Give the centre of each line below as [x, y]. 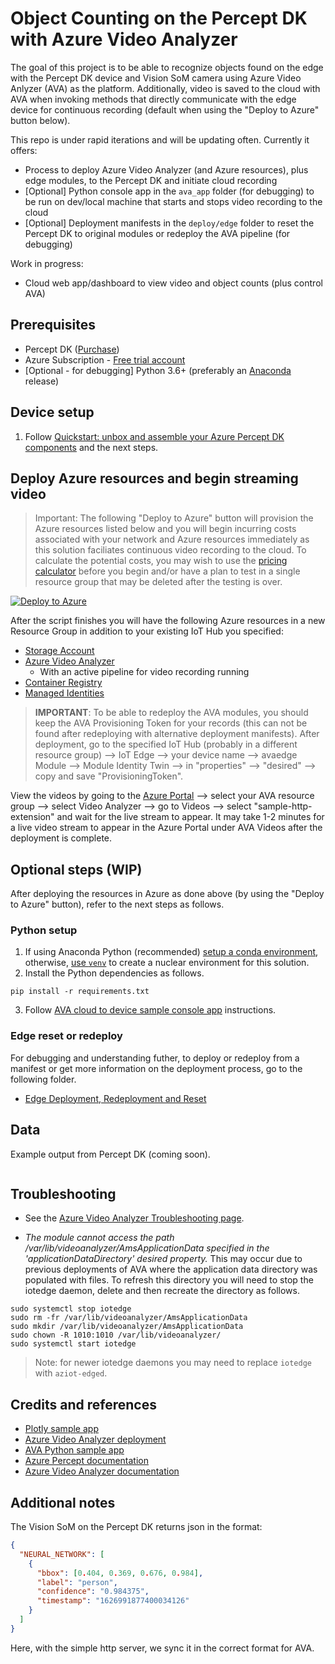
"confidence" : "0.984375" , [93, 1592]
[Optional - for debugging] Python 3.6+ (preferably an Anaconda [158, 370]
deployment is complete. [61, 838]
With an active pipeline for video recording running [144, 672]
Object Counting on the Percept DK [159, 18]
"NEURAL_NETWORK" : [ [62, 1554]
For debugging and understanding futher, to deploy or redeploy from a [155, 1058]
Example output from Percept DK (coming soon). [110, 1154]
